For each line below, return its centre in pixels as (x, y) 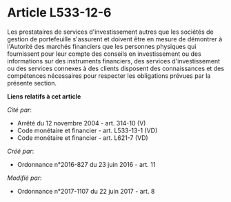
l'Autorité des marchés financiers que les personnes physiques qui (102, 46)
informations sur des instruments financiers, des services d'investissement (114, 61)
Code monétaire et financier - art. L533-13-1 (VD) (87, 130)
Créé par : (21, 151)
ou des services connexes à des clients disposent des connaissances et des (116, 68)
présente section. (32, 83)
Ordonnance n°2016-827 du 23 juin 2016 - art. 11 (86, 164)
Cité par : (20, 110)
